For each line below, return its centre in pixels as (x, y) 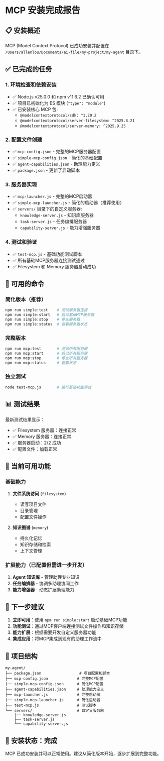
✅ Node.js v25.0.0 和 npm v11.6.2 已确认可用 (58, 96)
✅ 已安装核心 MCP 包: (35, 109)
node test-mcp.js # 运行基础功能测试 (48, 387)
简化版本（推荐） (26, 299)
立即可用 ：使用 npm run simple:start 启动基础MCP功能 (70, 620)
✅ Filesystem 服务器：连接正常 (44, 430)
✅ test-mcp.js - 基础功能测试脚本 (47, 254)
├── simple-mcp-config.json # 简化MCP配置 (54, 684)
